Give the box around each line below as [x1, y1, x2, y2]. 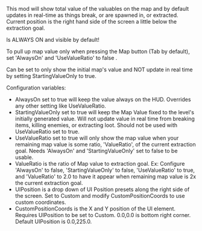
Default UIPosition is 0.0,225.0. [14, 218, 92, 225]
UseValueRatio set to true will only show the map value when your [14, 134, 179, 142]
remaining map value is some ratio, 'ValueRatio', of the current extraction [14, 141, 196, 148]
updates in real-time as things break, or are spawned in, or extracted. [6, 11, 179, 19]
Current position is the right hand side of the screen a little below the [6, 18, 177, 25]
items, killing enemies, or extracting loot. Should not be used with [14, 122, 178, 129]
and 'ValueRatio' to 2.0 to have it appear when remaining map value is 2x [14, 173, 197, 180]
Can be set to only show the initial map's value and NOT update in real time [6, 66, 193, 73]
